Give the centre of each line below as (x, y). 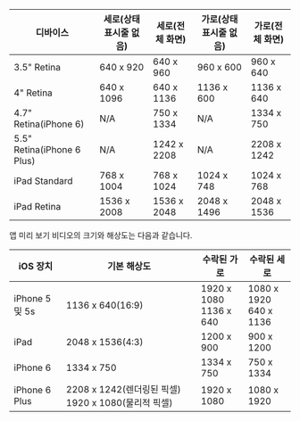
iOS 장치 (36, 266)
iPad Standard (43, 181)
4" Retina (33, 93)
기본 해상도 (129, 266)
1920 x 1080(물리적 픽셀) (119, 403)
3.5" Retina (37, 67)
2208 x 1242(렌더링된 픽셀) (123, 389)
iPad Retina (37, 206)
